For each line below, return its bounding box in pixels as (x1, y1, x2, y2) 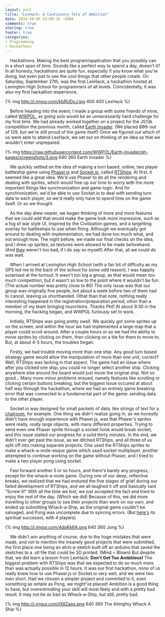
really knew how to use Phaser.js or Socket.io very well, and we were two (5, 570, 154, 576)
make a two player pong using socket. (5, 458, 82, 464)
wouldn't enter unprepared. (5, 139, 61, 145)
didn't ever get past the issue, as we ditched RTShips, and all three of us (5, 437, 152, 443)
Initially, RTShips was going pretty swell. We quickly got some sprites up (9, 318, 157, 324)
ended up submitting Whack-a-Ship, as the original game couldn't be (5, 504, 145, 510)
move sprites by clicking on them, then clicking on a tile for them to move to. (5, 334, 160, 340)
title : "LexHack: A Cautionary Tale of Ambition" (5, 12, 109, 17)
